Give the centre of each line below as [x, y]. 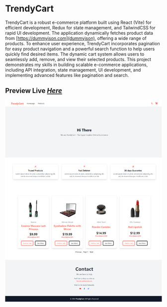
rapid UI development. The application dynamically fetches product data [79, 33]
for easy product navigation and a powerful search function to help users [80, 49]
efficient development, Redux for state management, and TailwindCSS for [80, 27]
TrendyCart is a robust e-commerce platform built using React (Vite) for [78, 22]
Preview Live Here [34, 91]
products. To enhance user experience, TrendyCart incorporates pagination [83, 43]
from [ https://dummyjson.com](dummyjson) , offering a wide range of [76, 38]
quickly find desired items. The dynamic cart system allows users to [75, 54]
